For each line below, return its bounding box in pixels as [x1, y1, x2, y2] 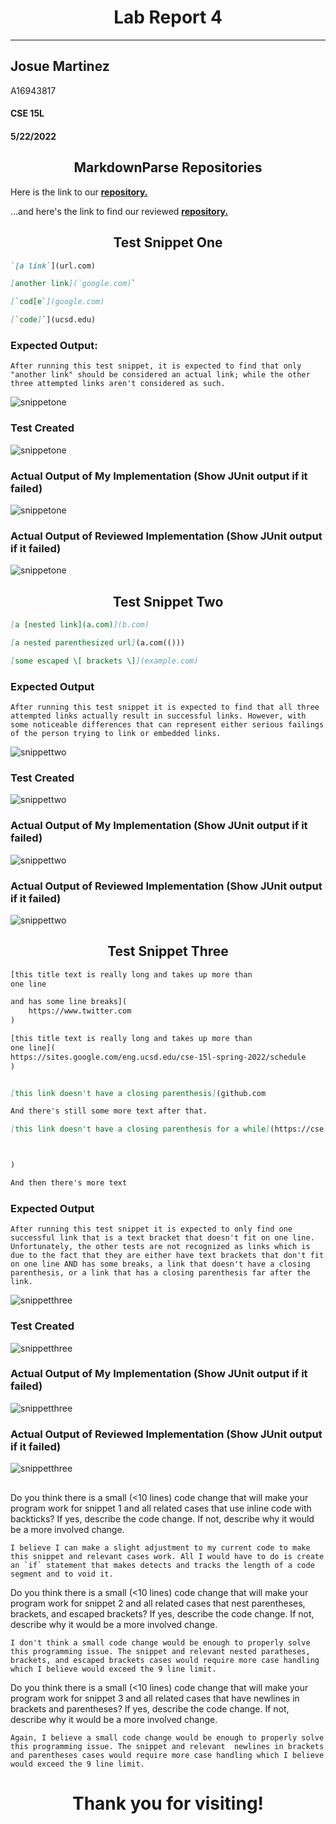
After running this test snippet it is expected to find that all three [10, 702, 320, 712]
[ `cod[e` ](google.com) [10, 297, 105, 307]
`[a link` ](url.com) [10, 261, 97, 271]
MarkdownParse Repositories [73, 159, 263, 176]
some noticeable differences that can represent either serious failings [10, 719, 325, 730]
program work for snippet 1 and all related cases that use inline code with [10, 1502, 312, 1514]
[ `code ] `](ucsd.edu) [10, 315, 97, 325]
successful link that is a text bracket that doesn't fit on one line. [10, 1233, 315, 1243]
